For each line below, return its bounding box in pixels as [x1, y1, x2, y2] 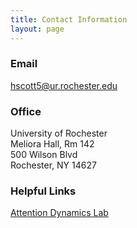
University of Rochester [10, 127, 108, 140]
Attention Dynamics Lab [10, 207, 109, 219]
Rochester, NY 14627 [10, 159, 97, 171]
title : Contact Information [10, 14, 128, 25]
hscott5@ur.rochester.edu [10, 79, 118, 91]
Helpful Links [10, 184, 77, 198]
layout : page [10, 24, 65, 34]
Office [10, 104, 42, 118]
